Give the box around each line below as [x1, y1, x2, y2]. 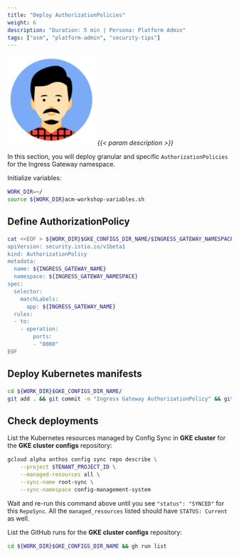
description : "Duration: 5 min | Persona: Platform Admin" [7, 26, 186, 33]
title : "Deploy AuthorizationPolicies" [7, 11, 126, 19]
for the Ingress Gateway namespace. [7, 160, 116, 169]
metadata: [7, 258, 37, 265]
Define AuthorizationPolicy [7, 216, 130, 228]
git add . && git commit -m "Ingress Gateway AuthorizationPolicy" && [7, 395, 221, 402]
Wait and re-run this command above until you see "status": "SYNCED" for [7, 499, 225, 507]
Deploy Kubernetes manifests [7, 368, 142, 380]
